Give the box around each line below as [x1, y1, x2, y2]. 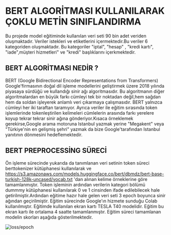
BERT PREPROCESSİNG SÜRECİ [5, 146, 107, 155]
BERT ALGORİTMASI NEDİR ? [5, 64, 98, 72]
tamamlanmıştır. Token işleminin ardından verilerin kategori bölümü [5, 181, 146, 188]
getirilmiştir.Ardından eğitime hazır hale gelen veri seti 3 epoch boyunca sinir [5, 192, 166, 198]
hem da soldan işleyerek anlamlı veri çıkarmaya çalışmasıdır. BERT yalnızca [5, 99, 163, 105]
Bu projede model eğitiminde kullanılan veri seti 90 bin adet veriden [5, 33, 147, 39]
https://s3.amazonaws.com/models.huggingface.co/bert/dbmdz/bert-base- [5, 171, 164, 177]
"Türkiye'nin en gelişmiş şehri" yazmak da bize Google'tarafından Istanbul [5, 126, 160, 132]
